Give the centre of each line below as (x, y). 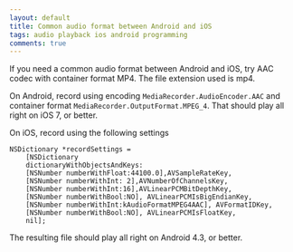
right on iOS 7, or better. (53, 115)
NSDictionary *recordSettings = (70, 150)
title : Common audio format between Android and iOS (111, 26)
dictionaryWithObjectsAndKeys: (85, 165)
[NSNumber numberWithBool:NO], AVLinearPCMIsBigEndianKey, (139, 197)
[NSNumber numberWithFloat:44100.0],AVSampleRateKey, (129, 173)
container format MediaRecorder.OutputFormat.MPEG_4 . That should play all (147, 106)
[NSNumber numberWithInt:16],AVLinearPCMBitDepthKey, (129, 189)
